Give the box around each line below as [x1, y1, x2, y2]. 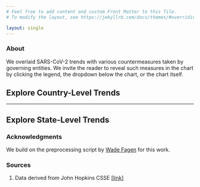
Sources [6, 161, 31, 169]
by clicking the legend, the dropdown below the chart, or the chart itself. [6, 71, 183, 78]
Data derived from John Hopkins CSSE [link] [14, 175, 124, 182]
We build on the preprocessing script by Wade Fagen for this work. [6, 146, 171, 153]
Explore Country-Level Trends [6, 88, 120, 98]
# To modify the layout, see [6, 14, 79, 20]
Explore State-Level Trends [6, 115, 110, 125]
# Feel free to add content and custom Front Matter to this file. [6, 8, 177, 15]
